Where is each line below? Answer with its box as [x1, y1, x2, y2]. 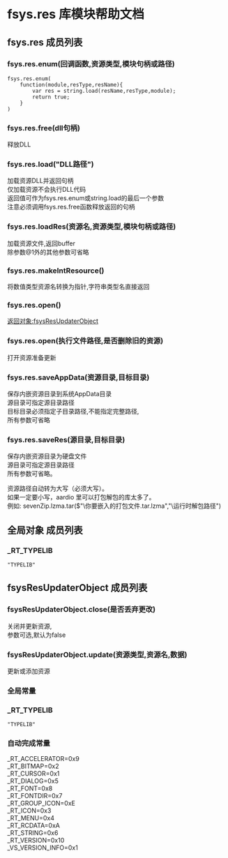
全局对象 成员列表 [7, 524, 83, 536]
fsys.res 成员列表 [7, 36, 83, 48]
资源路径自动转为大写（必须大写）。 [7, 484, 108, 492]
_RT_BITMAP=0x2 [7, 762, 59, 771]
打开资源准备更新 [7, 353, 56, 361]
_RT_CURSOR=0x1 [7, 769, 60, 778]
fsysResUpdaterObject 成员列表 [7, 582, 148, 594]
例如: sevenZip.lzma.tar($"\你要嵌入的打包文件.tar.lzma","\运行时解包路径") [7, 502, 222, 510]
